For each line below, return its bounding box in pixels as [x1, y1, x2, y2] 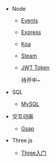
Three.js [11, 137, 33, 144]
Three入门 [20, 149, 47, 157]
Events [20, 17, 38, 24]
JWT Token [20, 64, 50, 71]
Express [20, 29, 42, 36]
